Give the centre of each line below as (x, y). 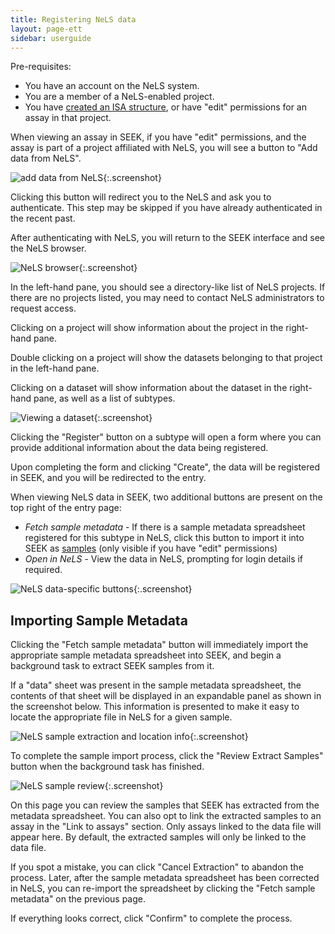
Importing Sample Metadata (99, 620)
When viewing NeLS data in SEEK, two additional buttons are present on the (166, 497)
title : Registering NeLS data (73, 19)
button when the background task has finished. (107, 767)
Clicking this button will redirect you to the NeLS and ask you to (141, 197)
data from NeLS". (46, 158)
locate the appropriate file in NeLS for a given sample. (121, 717)
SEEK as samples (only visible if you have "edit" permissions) (151, 548)
